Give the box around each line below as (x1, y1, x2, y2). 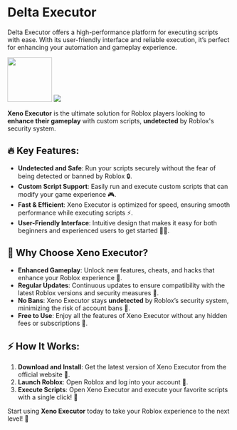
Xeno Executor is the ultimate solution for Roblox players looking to (7, 108, 206, 118)
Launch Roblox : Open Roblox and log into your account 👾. (17, 378, 189, 387)
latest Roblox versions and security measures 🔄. (17, 288, 159, 297)
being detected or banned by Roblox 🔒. (17, 172, 133, 180)
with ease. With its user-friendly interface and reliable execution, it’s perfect (7, 35, 230, 43)
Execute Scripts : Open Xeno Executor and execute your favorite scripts (17, 386, 228, 394)
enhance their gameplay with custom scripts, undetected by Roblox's (7, 116, 215, 125)
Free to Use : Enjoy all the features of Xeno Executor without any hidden (17, 311, 228, 319)
